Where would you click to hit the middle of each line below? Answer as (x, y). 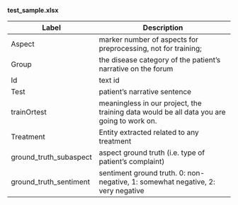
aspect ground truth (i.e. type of (152, 153)
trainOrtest (29, 112)
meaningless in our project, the (150, 103)
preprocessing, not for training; (150, 48)
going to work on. (128, 121)
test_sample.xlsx (33, 10)
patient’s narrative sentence (145, 92)
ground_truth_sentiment (51, 182)
